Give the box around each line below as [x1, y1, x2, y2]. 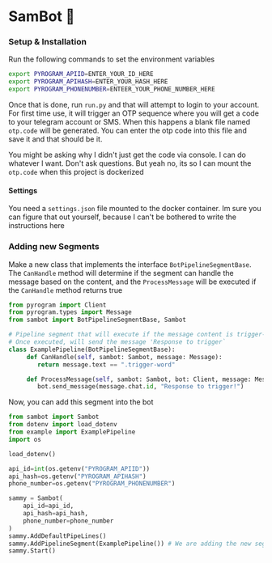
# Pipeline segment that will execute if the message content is [8, 331, 233, 339]
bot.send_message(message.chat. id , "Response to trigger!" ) [37, 383, 244, 391]
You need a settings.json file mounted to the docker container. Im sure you [8, 204, 261, 214]
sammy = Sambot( [8, 494, 63, 502]
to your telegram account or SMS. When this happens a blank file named [8, 117, 251, 127]
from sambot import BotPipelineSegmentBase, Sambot [8, 315, 186, 324]
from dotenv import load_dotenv [8, 421, 117, 429]
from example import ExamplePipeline [8, 428, 136, 436]
